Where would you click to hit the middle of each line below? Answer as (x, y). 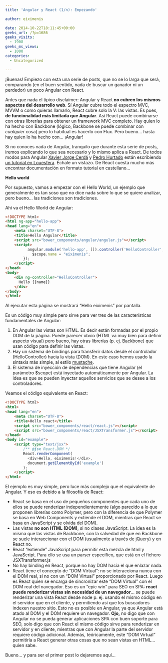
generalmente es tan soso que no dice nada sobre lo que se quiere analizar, (83, 192)
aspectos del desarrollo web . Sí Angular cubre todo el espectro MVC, (77, 105)
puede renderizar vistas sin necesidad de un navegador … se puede (83, 592)
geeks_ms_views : (22, 47)
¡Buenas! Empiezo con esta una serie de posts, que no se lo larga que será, (82, 79)
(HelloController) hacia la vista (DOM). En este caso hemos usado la (82, 357)
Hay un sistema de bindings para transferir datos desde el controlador (85, 352)
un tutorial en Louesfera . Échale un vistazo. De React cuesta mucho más (80, 162)
